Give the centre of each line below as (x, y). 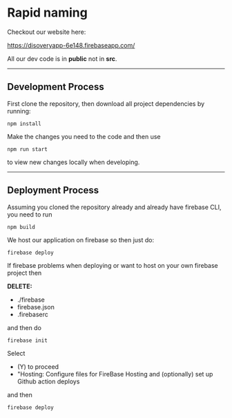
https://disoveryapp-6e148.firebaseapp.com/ (71, 45)
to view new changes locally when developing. (74, 162)
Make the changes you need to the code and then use (84, 136)
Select (16, 353)
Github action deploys (48, 381)
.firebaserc (32, 314)
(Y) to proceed (38, 366)
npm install (24, 124)
